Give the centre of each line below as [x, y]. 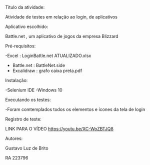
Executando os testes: [28, 100]
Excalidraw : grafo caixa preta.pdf [47, 70]
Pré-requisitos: [20, 46]
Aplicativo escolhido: [27, 26]
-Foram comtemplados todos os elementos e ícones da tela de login [75, 109]
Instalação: [16, 80]
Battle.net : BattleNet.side [39, 65]
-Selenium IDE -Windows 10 [34, 90]
